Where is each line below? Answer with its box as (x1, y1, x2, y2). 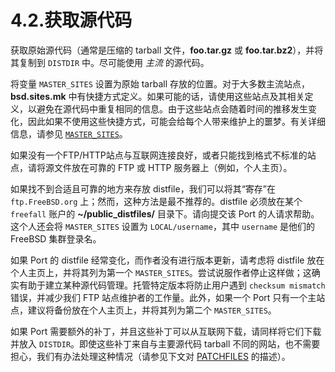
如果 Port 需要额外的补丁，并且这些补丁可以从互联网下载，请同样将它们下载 (10, 325, 322, 337)
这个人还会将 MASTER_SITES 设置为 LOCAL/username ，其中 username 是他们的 (10, 220, 316, 232)
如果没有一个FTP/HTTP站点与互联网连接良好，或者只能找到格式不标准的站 (10, 149, 317, 161)
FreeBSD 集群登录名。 (10, 232, 102, 245)
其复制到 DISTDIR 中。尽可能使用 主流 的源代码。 (10, 56, 210, 68)
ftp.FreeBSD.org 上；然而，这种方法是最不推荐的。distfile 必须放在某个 (10, 195, 303, 207)
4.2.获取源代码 (10, 9, 133, 32)
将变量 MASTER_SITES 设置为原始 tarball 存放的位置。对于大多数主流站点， (10, 77, 311, 90)
